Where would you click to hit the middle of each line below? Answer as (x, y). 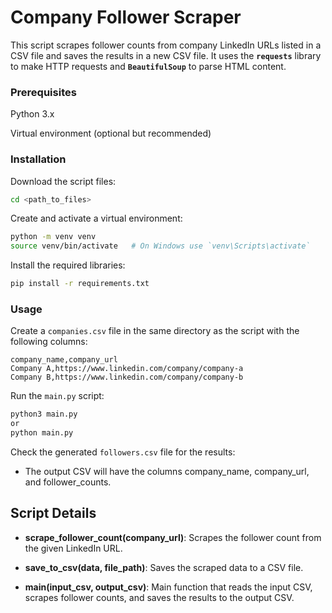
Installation (38, 159)
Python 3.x (32, 114)
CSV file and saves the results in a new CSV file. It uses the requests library (166, 55)
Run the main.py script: (57, 396)
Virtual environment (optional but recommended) (111, 133)
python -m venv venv (53, 237)
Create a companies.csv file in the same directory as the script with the (155, 331)
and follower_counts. (68, 482)
